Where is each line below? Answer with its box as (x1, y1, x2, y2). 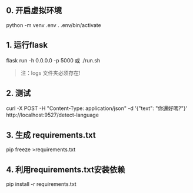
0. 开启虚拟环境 (6, 5, 62, 16)
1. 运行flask (6, 40, 48, 50)
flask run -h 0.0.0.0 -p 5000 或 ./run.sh (6, 56, 101, 64)
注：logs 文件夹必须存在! (20, 69, 81, 76)
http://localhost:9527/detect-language (6, 111, 99, 119)
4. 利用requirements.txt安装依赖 (6, 164, 125, 175)
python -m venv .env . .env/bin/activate (6, 21, 101, 28)
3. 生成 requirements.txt (6, 130, 96, 140)
